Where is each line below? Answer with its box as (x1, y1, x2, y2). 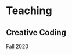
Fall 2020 (6, 43, 29, 50)
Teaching (6, 4, 52, 18)
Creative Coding (6, 27, 67, 37)
